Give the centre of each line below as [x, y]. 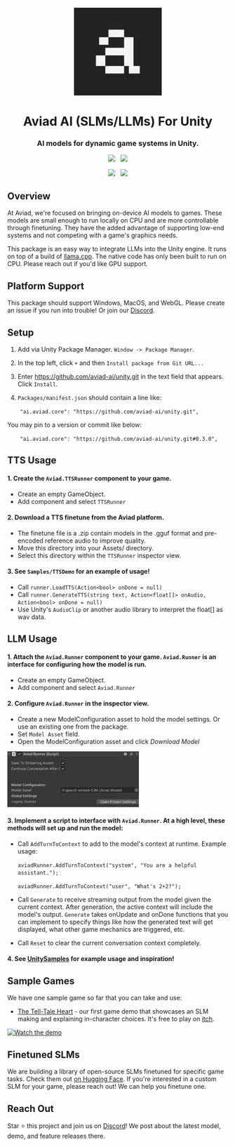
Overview [29, 196]
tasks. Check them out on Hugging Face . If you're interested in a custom [112, 1079]
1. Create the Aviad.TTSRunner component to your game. [89, 478]
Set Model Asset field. [48, 734]
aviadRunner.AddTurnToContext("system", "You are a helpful [107, 865]
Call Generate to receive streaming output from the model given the [114, 899]
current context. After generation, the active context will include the [115, 907]
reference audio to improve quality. [95, 541]
